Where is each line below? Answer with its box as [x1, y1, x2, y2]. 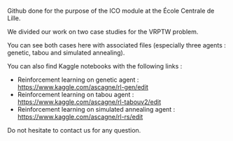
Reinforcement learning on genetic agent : [17, 75, 139, 84]
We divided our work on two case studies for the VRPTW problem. [7, 28, 199, 36]
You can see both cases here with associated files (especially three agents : [7, 41, 226, 49]
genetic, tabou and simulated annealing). [7, 49, 125, 57]
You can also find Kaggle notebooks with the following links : [7, 62, 183, 70]
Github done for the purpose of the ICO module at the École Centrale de [7, 7, 215, 15]
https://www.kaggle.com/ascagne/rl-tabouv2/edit [17, 98, 162, 106]
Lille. [7, 14, 21, 22]
